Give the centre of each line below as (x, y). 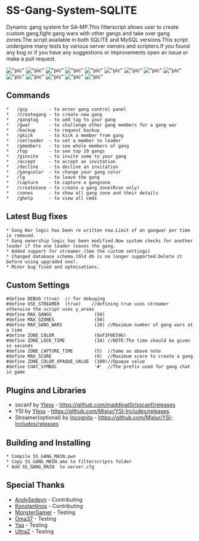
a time (14, 330)
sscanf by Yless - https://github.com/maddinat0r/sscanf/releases (95, 405)
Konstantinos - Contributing (49, 506)
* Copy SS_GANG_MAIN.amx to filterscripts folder (69, 461)
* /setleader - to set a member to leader (63, 140)
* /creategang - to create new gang (54, 114)
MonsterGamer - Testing (45, 512)
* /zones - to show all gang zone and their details (83, 193)
